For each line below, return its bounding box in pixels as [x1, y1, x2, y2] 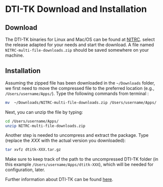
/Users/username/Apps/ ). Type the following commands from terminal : [5, 91, 149, 96]
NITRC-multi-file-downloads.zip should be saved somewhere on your [5, 47, 149, 53]
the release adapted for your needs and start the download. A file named [5, 42, 154, 48]
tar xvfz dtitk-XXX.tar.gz [5, 147, 61, 152]
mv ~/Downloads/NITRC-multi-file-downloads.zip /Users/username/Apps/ [5, 100, 157, 105]
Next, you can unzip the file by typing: [5, 109, 83, 115]
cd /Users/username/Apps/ [5, 118, 59, 124]
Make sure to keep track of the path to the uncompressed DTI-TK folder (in [5, 156, 159, 162]
